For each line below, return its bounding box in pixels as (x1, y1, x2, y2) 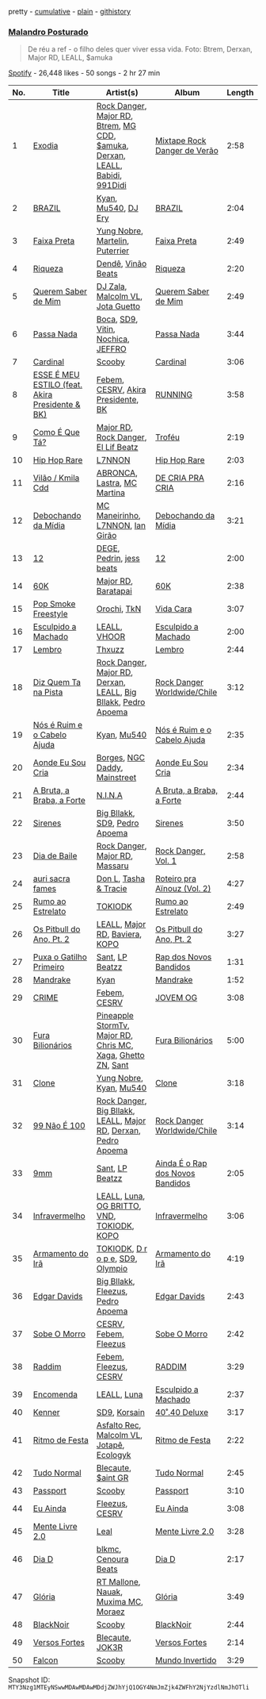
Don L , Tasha (96, 873, 145, 884)
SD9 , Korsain (96, 1407, 145, 1418)
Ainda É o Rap (155, 1158, 207, 1169)
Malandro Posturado (8, 26, 89, 37)
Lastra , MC (96, 478, 137, 489)
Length (226, 87, 254, 98)
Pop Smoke (32, 598, 76, 609)
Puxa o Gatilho (32, 951, 87, 963)
